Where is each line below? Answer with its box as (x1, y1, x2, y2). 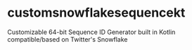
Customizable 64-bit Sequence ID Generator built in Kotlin (7, 28, 176, 36)
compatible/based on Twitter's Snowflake (7, 35, 128, 43)
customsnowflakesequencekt (7, 5, 186, 21)
